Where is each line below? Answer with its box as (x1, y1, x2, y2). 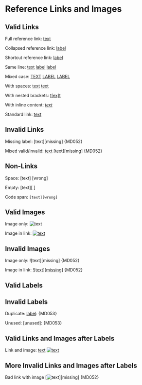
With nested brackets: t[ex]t (5, 93, 61, 98)
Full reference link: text (5, 36, 51, 41)
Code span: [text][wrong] (5, 194, 58, 200)
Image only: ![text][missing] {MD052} (5, 258, 80, 263)
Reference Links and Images (5, 3, 122, 15)
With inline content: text (5, 102, 53, 108)
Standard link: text (5, 111, 42, 117)
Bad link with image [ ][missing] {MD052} (5, 374, 99, 380)
